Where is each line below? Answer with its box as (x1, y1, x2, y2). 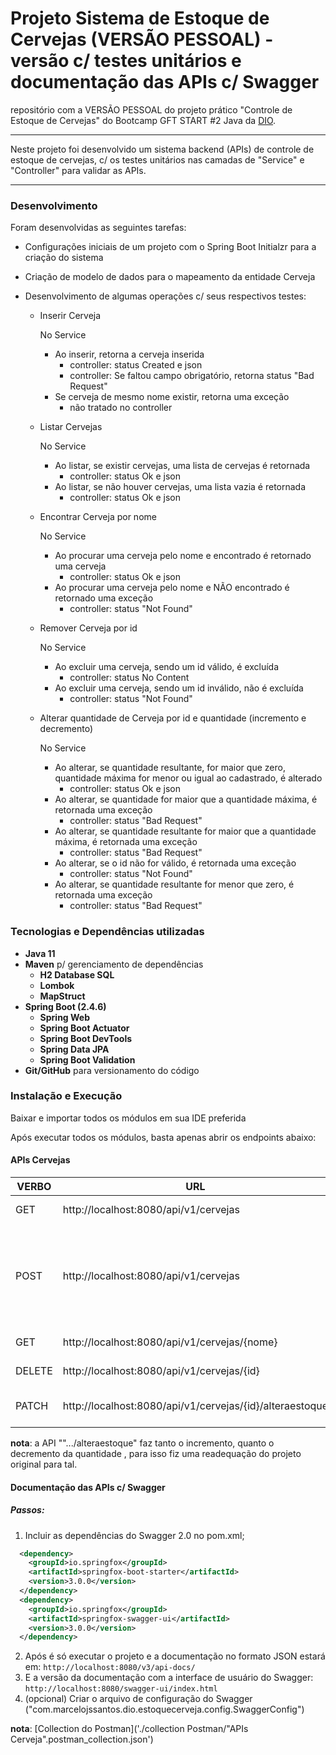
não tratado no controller (69, 402, 173, 414)
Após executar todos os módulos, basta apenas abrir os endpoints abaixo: (10, 1131, 317, 1143)
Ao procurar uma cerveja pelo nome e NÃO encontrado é (54, 582, 290, 594)
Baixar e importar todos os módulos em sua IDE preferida (10, 1112, 247, 1124)
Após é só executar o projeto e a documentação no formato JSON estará (24, 1650, 326, 1662)
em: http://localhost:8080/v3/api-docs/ (24, 1661, 196, 1673)
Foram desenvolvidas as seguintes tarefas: (10, 222, 187, 234)
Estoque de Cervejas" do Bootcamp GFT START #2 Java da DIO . (10, 114, 277, 126)
